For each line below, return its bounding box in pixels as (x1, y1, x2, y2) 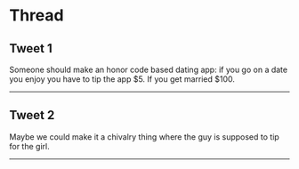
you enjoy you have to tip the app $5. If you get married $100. (9, 74, 236, 84)
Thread (9, 5, 64, 26)
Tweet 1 (9, 41, 53, 56)
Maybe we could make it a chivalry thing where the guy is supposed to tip (9, 131, 280, 142)
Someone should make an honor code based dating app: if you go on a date (9, 64, 287, 75)
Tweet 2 (9, 108, 55, 123)
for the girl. (9, 141, 51, 151)
